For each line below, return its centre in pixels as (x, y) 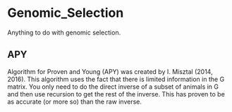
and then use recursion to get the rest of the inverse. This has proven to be (116, 94)
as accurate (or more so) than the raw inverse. (75, 101)
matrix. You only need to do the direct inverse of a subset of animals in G (113, 87)
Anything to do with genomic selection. (64, 32)
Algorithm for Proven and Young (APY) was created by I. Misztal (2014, (110, 71)
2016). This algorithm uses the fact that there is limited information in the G (116, 79)
